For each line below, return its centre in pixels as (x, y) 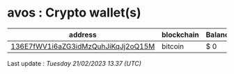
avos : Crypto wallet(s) (74, 13)
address (83, 35)
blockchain (180, 35)
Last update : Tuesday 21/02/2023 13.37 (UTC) (74, 63)
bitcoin (173, 46)
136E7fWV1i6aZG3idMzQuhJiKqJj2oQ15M (83, 46)
